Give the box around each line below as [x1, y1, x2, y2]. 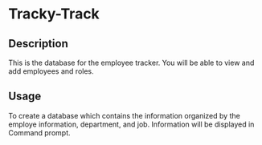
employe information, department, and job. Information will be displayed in [8, 119, 255, 129]
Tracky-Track [8, 5, 100, 23]
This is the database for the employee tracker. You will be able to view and [8, 58, 255, 67]
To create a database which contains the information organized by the [8, 111, 241, 120]
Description [8, 37, 68, 50]
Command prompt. [8, 127, 71, 137]
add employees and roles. [8, 66, 94, 76]
